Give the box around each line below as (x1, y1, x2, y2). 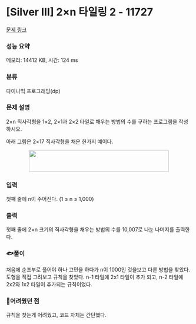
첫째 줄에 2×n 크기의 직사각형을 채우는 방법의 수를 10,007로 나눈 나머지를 (6, 226, 175, 233)
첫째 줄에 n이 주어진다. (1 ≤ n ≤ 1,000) (6, 196, 94, 203)
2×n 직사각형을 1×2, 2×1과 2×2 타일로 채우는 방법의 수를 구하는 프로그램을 (6, 118, 178, 125)
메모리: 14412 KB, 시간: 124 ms (6, 57, 78, 64)
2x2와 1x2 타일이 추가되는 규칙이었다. (6, 280, 92, 287)
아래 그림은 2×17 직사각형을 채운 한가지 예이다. (6, 138, 114, 145)
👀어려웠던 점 (6, 297, 39, 305)
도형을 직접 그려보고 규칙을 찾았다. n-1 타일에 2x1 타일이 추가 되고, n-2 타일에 (6, 273, 184, 280)
